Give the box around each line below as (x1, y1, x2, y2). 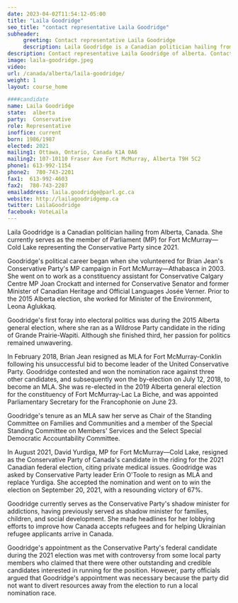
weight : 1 (7, 76, 37, 84)
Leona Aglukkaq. (7, 302, 57, 310)
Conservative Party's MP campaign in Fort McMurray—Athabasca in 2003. (7, 265, 226, 272)
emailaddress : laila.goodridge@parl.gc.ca (7, 188, 135, 196)
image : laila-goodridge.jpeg (7, 57, 93, 64)
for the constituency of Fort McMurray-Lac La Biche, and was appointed (7, 390, 218, 398)
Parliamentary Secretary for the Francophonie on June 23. (7, 397, 178, 406)
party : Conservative (7, 116, 72, 123)
